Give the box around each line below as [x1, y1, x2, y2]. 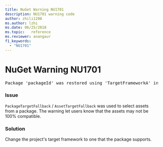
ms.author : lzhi [5, 20, 38, 26]
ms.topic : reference [5, 30, 51, 34]
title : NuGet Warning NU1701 [5, 7, 64, 12]
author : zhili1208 [5, 16, 42, 21]
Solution [5, 125, 26, 132]
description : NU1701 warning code [5, 12, 75, 16]
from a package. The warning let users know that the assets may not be [5, 108, 149, 114]
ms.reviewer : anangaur [5, 34, 51, 39]
